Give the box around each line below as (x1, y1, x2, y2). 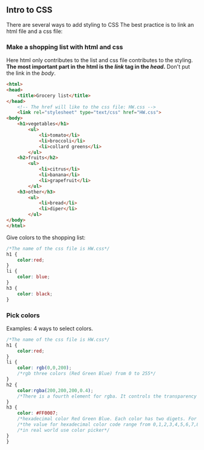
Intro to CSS (6, 5, 53, 15)
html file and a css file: (6, 27, 63, 35)
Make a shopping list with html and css (6, 43, 123, 51)
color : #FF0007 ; (17, 410, 59, 417)
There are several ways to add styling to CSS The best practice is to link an (6, 21, 194, 28)
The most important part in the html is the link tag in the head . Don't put (6, 63, 190, 71)
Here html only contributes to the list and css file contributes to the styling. (6, 57, 193, 64)
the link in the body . (6, 69, 56, 77)
